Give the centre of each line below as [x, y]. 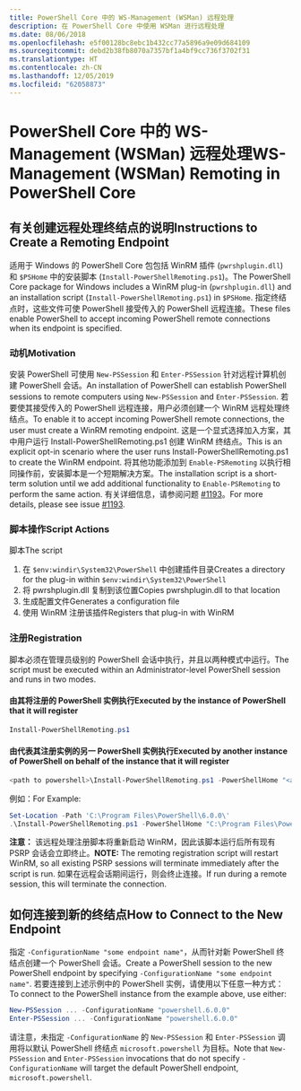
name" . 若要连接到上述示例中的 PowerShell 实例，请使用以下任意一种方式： [146, 984]
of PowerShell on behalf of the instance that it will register [120, 761]
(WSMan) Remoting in [197, 174]
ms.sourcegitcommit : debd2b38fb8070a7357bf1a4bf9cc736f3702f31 [130, 51]
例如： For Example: [45, 799]
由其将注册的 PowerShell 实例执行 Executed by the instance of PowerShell [148, 701]
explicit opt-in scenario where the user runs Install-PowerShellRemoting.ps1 [149, 451]
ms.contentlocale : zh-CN [56, 68]
